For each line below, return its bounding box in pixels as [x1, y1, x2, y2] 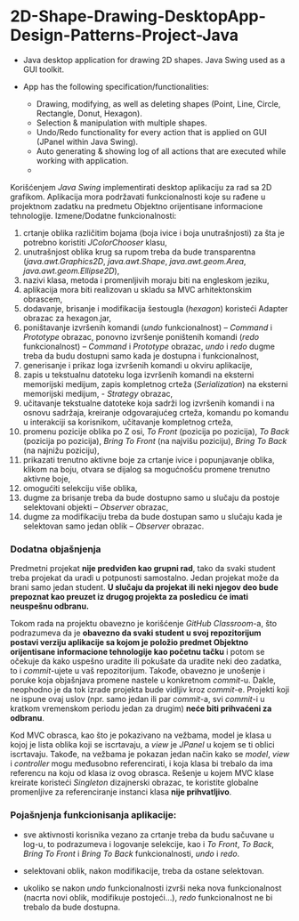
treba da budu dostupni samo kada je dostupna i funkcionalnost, [22, 350, 259, 361]
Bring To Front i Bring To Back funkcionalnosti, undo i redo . [22, 848, 240, 859]
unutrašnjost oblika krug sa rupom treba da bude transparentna [22, 246, 256, 257]
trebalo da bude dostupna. [22, 901, 121, 912]
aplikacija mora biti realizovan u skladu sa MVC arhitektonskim [22, 284, 252, 295]
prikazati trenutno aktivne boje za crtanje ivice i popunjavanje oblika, [22, 454, 275, 465]
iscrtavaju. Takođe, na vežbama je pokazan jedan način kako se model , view [10, 749, 290, 760]
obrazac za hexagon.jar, [22, 312, 112, 323]
